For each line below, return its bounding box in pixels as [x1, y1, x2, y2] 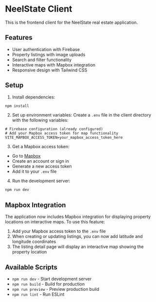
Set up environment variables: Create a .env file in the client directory [12, 112, 152, 118]
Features [5, 34, 33, 42]
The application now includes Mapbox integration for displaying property [5, 214, 151, 219]
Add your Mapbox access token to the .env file [12, 228, 106, 234]
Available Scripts [5, 263, 57, 271]
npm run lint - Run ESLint [12, 291, 65, 297]
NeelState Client [5, 3, 72, 15]
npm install [5, 103, 29, 108]
